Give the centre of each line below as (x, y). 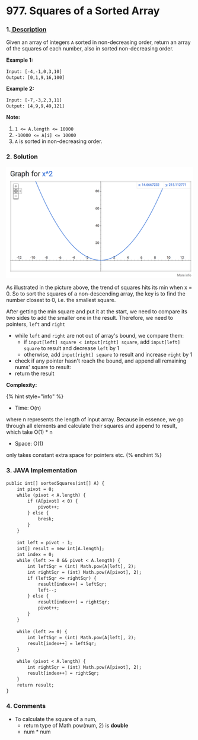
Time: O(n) (28, 408)
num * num (37, 732)
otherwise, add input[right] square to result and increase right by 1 (108, 355)
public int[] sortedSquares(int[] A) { (55, 484)
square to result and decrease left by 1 (71, 348)
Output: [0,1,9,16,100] (36, 78)
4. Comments (26, 706)
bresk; (46, 519)
